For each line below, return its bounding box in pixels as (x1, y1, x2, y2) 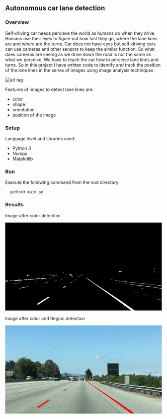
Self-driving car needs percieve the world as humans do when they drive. (5, 30, 156, 36)
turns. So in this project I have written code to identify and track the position (5, 62, 161, 68)
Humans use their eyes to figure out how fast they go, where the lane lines (5, 35, 158, 41)
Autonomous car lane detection (5, 4, 105, 12)
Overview (5, 19, 29, 26)
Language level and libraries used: (5, 135, 76, 141)
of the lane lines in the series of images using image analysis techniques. (5, 67, 155, 73)
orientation (12, 106, 35, 112)
